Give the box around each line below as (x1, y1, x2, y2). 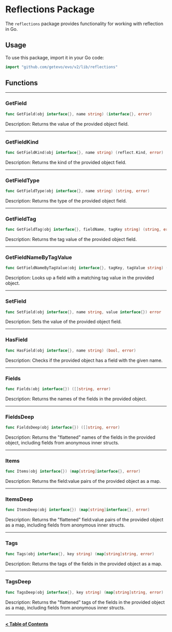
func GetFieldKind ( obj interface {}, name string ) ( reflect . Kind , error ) (5, 150, 164, 155)
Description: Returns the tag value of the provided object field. (5, 236, 137, 242)
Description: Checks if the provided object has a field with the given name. (5, 357, 163, 363)
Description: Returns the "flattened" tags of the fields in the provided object (5, 599, 165, 605)
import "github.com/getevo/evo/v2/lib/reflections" (5, 64, 118, 70)
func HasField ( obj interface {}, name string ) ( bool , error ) (5, 348, 137, 353)
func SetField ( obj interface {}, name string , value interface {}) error (5, 309, 161, 315)
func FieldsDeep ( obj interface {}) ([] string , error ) (5, 425, 120, 430)
